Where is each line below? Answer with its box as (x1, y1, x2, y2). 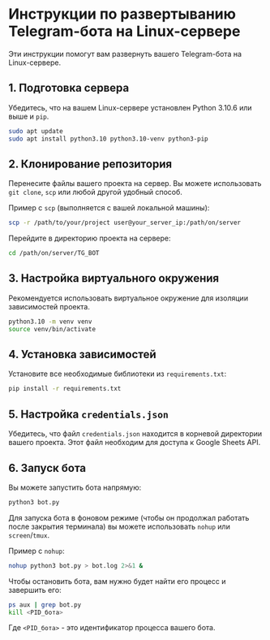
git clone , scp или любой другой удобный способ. (8, 188, 182, 197)
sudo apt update (8, 127, 63, 135)
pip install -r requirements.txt (8, 385, 122, 393)
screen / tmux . (8, 530, 50, 540)
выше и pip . (8, 111, 49, 121)
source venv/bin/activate (8, 325, 96, 333)
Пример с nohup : (8, 546, 65, 556)
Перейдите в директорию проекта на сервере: (8, 233, 172, 244)
